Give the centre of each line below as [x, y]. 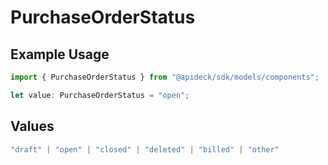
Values [32, 126]
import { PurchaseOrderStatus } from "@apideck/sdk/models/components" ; [165, 77]
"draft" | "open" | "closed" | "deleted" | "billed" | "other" [145, 149]
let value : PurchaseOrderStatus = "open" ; [100, 95]
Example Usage [60, 54]
